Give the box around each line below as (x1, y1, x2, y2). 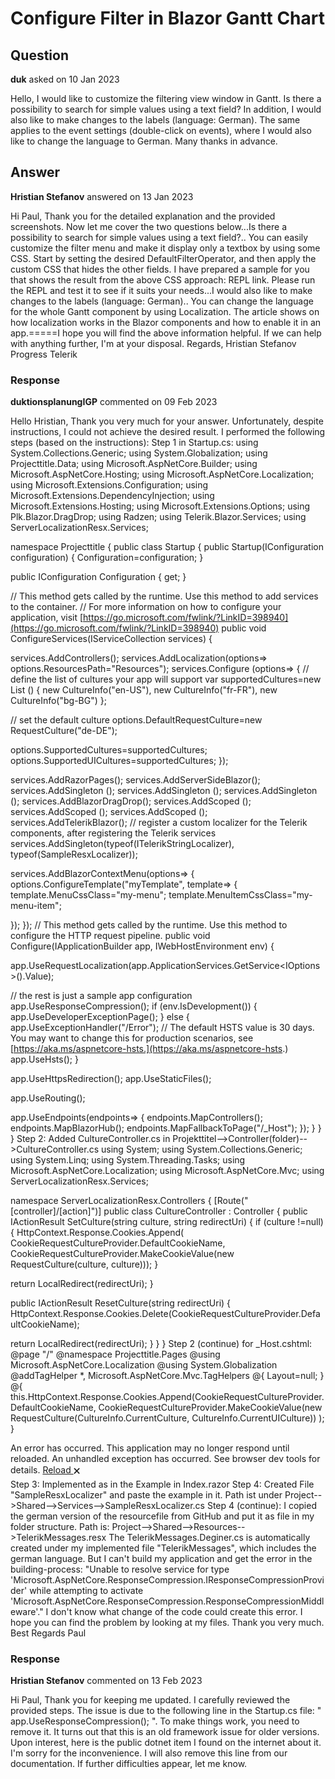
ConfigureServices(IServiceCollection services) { (10, 633, 213, 645)
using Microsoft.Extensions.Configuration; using (10, 479, 209, 491)
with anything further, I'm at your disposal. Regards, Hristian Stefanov (10, 337, 297, 349)
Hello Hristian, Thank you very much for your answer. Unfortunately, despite (10, 415, 324, 427)
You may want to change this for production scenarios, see (10, 1032, 254, 1044)
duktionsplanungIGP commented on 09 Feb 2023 (10, 396, 218, 408)
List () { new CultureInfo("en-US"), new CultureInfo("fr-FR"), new (10, 684, 278, 696)
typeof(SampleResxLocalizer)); (10, 848, 138, 861)
